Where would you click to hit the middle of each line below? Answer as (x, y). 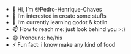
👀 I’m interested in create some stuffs (59, 16)
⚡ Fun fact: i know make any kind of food (64, 45)
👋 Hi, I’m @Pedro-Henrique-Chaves (57, 9)
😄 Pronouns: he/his (37, 38)
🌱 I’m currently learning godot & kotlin (60, 22)
